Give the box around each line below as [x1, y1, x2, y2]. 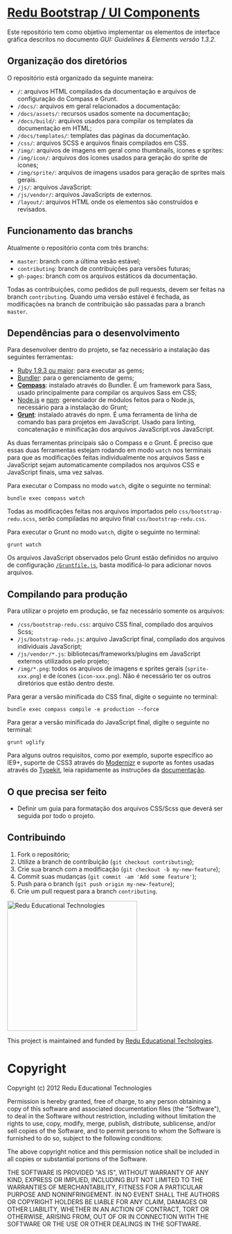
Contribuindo [7, 832, 66, 844]
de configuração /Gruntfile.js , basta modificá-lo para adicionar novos [7, 561, 212, 569]
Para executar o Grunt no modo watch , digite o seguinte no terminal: [7, 528, 201, 537]
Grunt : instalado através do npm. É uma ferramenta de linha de [17, 410, 197, 419]
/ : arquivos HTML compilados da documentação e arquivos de [17, 87, 196, 95]
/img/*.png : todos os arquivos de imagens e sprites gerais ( [17, 664, 188, 673]
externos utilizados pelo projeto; [17, 657, 109, 666]
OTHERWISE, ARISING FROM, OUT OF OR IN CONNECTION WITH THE [7, 1212, 209, 1221]
